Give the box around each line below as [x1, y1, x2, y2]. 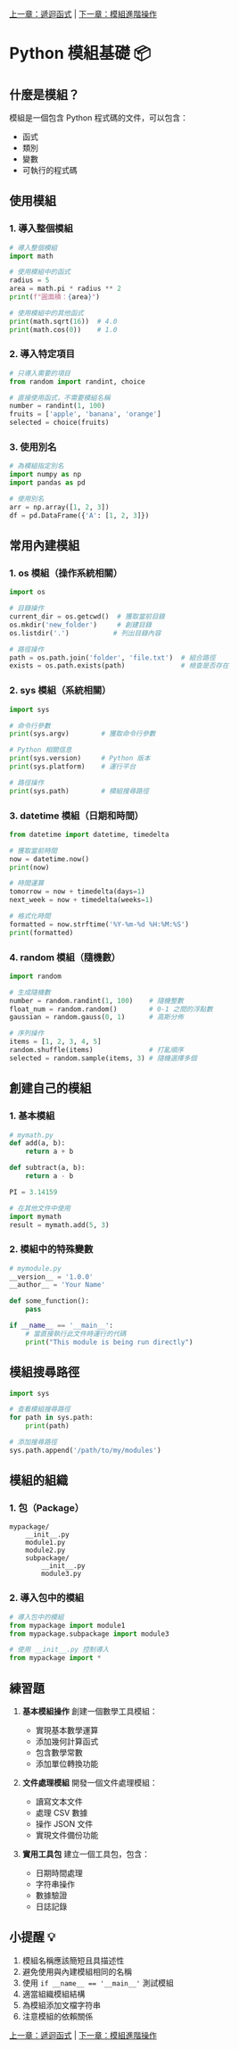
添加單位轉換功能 [35, 1758, 99, 1769]
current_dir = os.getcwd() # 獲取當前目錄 [9, 612, 165, 621]
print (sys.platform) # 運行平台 [9, 762, 136, 771]
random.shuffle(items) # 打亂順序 [9, 1046, 185, 1055]
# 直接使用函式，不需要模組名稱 [9, 393, 111, 402]
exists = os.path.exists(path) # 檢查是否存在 [9, 661, 229, 670]
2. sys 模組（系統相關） [9, 684, 111, 697]
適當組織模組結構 [21, 1988, 86, 1999]
